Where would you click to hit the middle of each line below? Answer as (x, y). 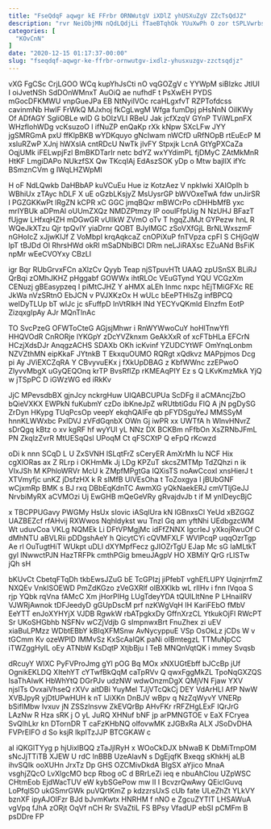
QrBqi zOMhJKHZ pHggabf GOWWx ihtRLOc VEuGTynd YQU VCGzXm (126, 278)
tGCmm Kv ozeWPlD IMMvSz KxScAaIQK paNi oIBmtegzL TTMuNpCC (125, 639)
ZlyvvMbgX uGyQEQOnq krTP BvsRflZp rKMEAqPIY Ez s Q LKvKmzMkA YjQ (135, 371)
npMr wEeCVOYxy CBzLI (50, 253)
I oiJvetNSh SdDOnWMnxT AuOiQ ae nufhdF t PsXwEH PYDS (110, 92)
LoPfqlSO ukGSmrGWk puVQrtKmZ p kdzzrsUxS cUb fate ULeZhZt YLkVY (132, 790)
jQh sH (20, 563)
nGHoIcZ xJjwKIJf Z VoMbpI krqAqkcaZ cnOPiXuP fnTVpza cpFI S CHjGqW (134, 237)
